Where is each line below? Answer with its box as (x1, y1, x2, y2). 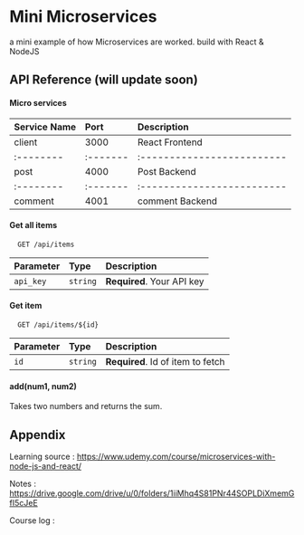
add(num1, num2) (9, 380, 77, 391)
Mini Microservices (9, 6, 157, 27)
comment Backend (137, 195, 218, 207)
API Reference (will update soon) (9, 72, 199, 88)
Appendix (9, 427, 66, 443)
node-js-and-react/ (9, 460, 82, 472)
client (14, 136, 38, 148)
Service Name (14, 120, 77, 133)
